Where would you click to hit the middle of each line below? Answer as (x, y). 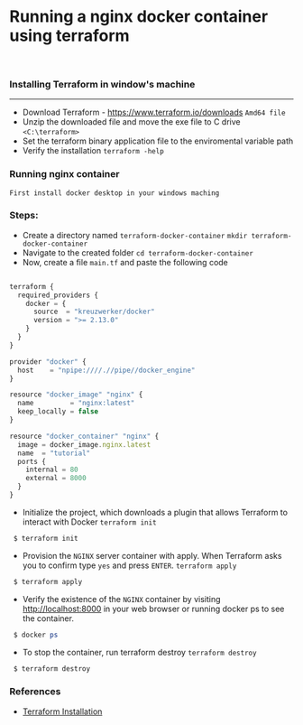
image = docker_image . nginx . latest (84, 444)
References (35, 692)
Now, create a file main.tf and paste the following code (125, 262)
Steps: (24, 216)
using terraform (69, 36)
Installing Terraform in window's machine (102, 84)
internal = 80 (52, 470)
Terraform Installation (62, 711)
